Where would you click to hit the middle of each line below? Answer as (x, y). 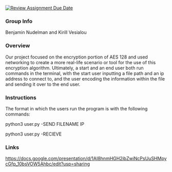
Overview (18, 46)
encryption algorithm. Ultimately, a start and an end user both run (74, 68)
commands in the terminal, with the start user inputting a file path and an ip (85, 73)
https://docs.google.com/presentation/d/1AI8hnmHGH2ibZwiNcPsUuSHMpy (86, 159)
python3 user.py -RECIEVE (34, 134)
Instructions (21, 98)
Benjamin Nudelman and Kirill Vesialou (46, 32)
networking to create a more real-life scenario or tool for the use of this (81, 62)
